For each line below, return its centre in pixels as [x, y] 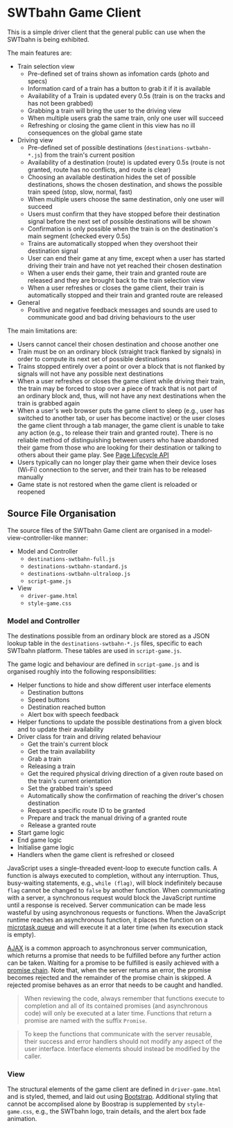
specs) [37, 81]
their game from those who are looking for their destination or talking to [119, 447]
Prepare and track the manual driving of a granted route [107, 818]
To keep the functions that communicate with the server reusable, [118, 1034]
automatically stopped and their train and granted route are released [125, 295]
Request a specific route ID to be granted [86, 811]
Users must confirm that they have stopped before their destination [124, 214]
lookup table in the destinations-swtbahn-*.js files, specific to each [105, 643]
